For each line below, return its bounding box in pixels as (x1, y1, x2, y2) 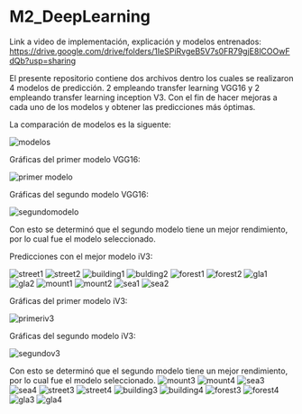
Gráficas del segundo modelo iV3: (9, 330, 136, 341)
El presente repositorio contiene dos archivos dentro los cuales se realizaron (9, 72, 294, 83)
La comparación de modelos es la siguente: (9, 119, 171, 130)
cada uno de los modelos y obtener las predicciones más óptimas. (9, 101, 256, 112)
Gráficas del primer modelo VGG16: (9, 153, 142, 164)
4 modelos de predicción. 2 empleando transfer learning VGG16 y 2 (9, 82, 260, 93)
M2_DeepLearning (9, 6, 151, 27)
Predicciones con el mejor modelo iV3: (9, 251, 153, 262)
